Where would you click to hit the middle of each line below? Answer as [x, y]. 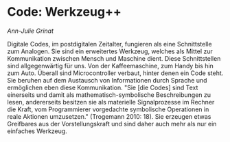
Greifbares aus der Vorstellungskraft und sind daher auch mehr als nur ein [112, 124]
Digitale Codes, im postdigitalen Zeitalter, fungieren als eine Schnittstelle [110, 44]
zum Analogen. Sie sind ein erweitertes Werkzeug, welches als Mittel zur [110, 51]
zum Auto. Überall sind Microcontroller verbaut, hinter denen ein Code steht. [115, 73]
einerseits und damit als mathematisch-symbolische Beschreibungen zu [109, 95]
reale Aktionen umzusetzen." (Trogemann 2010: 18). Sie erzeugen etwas [109, 116]
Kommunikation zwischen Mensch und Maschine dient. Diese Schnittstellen [114, 58]
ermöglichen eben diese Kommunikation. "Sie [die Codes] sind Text [103, 87]
